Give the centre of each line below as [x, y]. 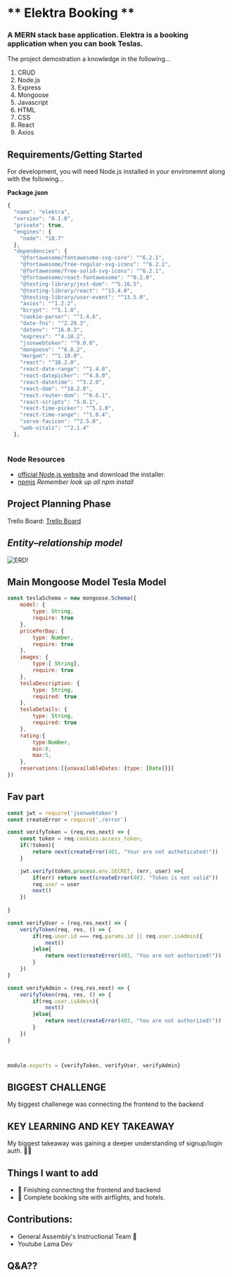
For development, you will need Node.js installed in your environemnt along [116, 172]
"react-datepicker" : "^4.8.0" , [66, 376]
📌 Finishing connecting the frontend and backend [89, 1190]
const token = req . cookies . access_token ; [81, 839]
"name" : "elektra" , [42, 212]
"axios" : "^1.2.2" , [49, 304]
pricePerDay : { [42, 631]
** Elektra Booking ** [71, 13]
